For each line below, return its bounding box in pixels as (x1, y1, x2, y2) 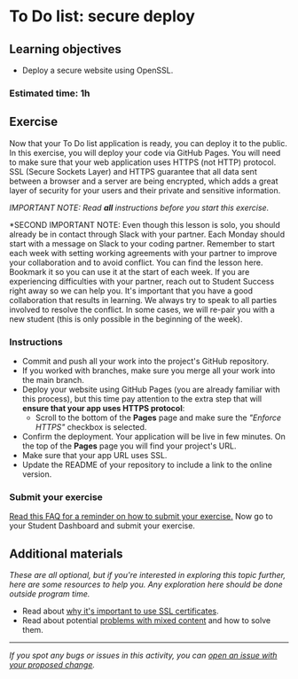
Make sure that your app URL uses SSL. (21, 450, 168, 461)
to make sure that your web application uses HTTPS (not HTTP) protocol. (9, 157, 277, 168)
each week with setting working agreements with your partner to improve (9, 247, 278, 258)
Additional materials (9, 546, 123, 561)
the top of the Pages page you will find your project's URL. (21, 441, 237, 451)
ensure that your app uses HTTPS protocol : (21, 403, 185, 414)
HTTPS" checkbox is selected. (35, 422, 147, 433)
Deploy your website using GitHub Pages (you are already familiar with (21, 384, 281, 395)
